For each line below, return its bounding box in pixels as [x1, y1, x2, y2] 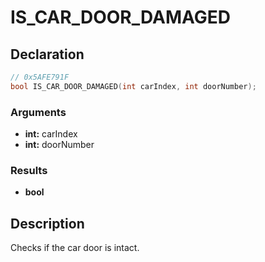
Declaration [10, 46, 85, 63]
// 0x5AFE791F [10, 72, 70, 82]
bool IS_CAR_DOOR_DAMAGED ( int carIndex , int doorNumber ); [10, 81, 257, 91]
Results [10, 163, 48, 177]
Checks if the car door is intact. [10, 242, 140, 254]
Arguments [10, 105, 67, 119]
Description [10, 215, 85, 232]
